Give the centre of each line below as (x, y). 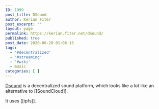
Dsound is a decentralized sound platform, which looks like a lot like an (80, 86)
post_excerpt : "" (24, 24)
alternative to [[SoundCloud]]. (36, 91)
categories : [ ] (22, 71)
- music (18, 66)
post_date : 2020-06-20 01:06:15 (39, 43)
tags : (11, 48)
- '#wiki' (20, 62)
